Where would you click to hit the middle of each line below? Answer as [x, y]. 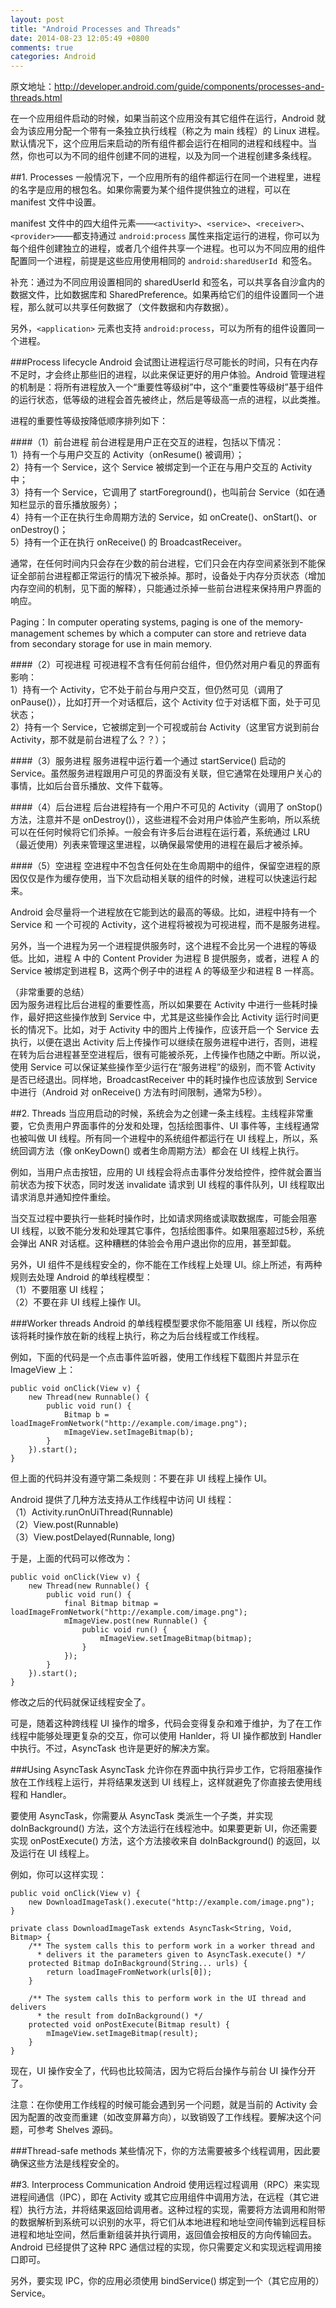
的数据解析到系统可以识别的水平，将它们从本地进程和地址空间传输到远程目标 [168, 2222]
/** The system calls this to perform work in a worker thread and [171, 1946]
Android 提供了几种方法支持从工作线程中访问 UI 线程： [122, 1500]
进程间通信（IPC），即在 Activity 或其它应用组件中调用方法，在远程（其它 [160, 2197]
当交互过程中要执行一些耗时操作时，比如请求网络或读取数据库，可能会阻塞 [163, 1218]
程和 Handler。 [41, 1795]
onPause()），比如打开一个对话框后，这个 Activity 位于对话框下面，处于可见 [165, 702]
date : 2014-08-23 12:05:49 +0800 [80, 38]
